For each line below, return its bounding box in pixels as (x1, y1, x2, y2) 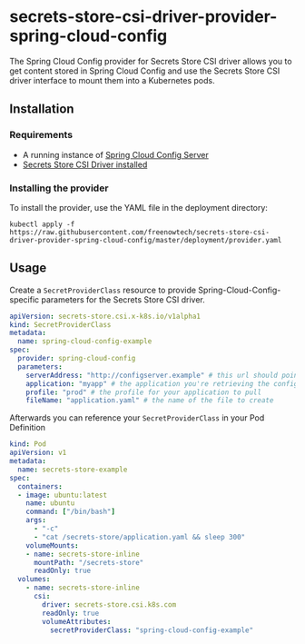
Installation (9, 102, 74, 117)
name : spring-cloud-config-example (17, 337, 152, 346)
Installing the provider (9, 182, 109, 194)
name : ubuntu (25, 499, 75, 508)
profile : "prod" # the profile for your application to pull (25, 388, 261, 397)
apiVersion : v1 (9, 448, 67, 458)
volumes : (17, 575, 51, 584)
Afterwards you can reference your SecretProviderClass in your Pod (9, 412, 265, 423)
